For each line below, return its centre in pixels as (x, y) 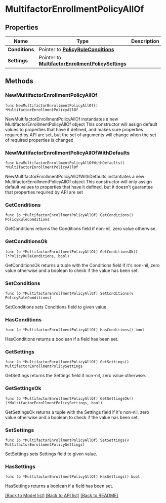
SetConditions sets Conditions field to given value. (56, 307)
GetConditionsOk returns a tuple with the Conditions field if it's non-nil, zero (82, 265)
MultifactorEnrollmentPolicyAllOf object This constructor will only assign (79, 182)
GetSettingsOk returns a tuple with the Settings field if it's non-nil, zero (77, 412)
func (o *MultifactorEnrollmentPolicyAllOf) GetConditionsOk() (72, 252)
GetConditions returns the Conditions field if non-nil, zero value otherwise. (81, 229)
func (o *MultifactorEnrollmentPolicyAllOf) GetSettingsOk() (69, 398)
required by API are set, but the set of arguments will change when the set (81, 135)
